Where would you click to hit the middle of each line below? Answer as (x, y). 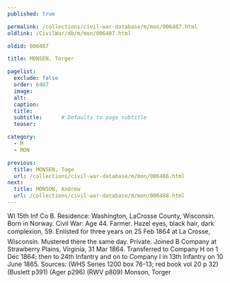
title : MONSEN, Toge (44, 169)
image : (23, 91)
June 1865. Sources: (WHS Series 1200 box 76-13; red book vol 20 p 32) (113, 264)
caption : (27, 104)
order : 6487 (31, 85)
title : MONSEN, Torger (41, 59)
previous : (22, 163)
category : (22, 137)
